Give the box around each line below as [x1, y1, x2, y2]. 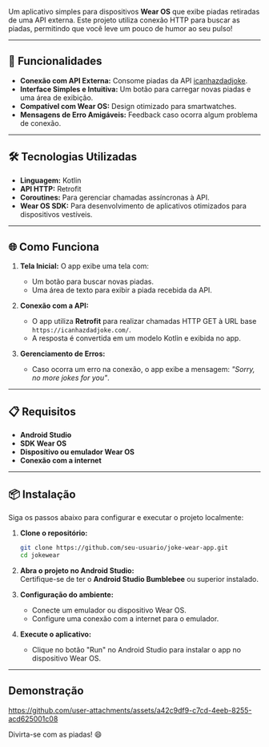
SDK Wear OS [19, 438, 66, 448]
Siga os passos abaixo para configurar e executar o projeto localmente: [8, 513, 244, 523]
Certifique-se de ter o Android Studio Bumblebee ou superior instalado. [19, 574, 259, 583]
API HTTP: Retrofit [19, 184, 82, 193]
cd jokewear [19, 551, 60, 559]
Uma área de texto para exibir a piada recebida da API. [31, 285, 212, 295]
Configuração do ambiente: [19, 589, 114, 600]
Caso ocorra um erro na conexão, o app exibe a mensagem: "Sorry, [31, 365, 255, 374]
